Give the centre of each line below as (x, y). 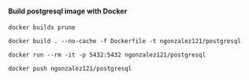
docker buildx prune (42, 27)
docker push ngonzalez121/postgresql (70, 69)
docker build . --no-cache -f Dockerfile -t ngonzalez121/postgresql (125, 42)
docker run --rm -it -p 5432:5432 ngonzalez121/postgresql (107, 55)
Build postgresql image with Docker (68, 11)
